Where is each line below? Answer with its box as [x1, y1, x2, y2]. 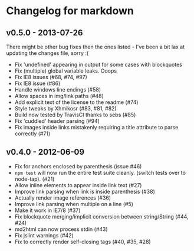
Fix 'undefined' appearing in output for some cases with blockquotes [14, 61, 183, 68]
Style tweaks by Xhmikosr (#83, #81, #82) [14, 105, 117, 112]
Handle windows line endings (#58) [14, 86, 101, 93]
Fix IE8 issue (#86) [14, 80, 61, 87]
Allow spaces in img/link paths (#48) [14, 93, 104, 99]
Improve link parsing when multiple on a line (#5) [14, 200, 134, 207]
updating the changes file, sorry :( [6, 50, 89, 57]
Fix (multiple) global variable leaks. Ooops [14, 67, 117, 74]
